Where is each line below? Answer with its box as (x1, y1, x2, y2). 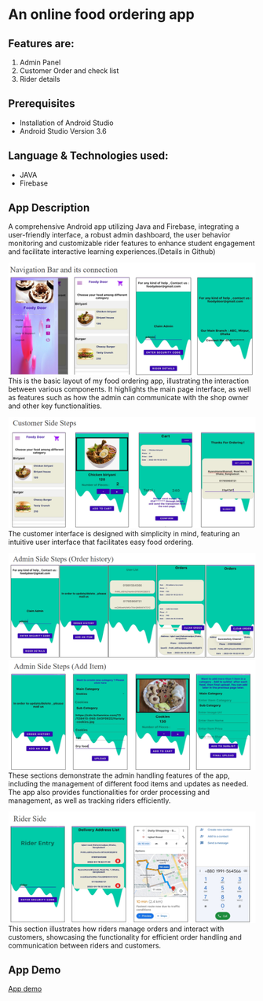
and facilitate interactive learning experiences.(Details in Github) (8, 247, 216, 256)
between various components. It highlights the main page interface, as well (8, 385, 251, 394)
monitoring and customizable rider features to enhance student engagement (8, 238, 255, 248)
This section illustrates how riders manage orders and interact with (8, 924, 225, 933)
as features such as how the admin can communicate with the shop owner (8, 393, 249, 403)
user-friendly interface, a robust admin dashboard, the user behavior (8, 230, 231, 240)
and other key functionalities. (8, 401, 102, 410)
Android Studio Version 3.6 (19, 126, 108, 135)
